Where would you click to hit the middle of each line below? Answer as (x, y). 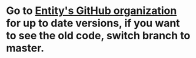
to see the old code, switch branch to (98, 36)
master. (25, 48)
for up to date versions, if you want (93, 23)
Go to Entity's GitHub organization (92, 11)
